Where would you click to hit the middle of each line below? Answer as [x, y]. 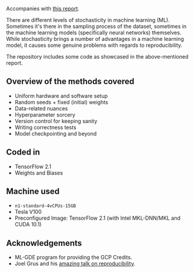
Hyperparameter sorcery [45, 114]
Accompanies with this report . [43, 9]
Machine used [33, 192]
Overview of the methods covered [70, 81]
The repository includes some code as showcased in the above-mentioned [97, 57]
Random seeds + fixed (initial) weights [61, 102]
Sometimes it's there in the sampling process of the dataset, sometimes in [96, 26]
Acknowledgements [44, 243]
